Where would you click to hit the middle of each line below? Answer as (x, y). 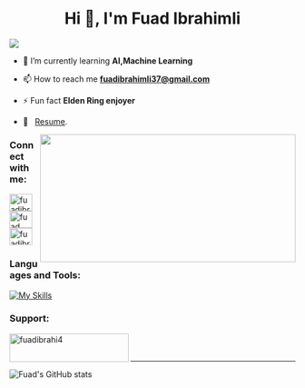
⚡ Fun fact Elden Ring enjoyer (79, 100)
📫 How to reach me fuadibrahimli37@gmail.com (116, 79)
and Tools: (57, 275)
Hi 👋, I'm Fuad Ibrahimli (152, 19)
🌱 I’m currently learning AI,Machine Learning (108, 60)
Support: (30, 319)
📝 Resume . (45, 121)
